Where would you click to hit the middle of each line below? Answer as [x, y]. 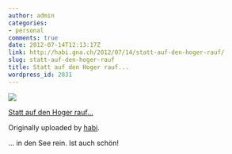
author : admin [32, 15]
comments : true [33, 38]
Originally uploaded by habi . [54, 127]
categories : [28, 23]
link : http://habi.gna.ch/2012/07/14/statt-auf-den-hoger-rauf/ [116, 52]
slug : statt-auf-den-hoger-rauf [61, 60]
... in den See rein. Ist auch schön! [64, 143]
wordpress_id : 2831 [40, 75]
